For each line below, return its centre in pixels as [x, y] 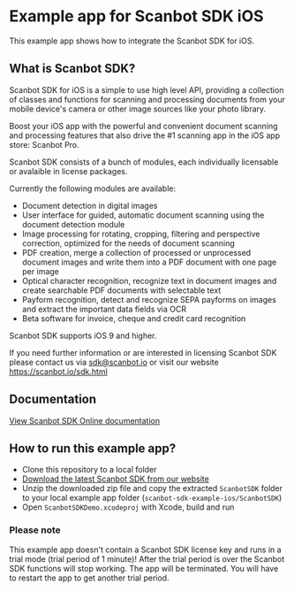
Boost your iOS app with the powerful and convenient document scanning [143, 126]
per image [41, 271]
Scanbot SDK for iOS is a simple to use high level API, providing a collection [147, 89]
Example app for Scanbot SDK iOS [136, 16]
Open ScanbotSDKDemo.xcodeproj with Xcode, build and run [128, 507]
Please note [35, 530]
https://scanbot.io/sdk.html [58, 371]
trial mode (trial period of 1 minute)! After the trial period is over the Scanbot [147, 558]
